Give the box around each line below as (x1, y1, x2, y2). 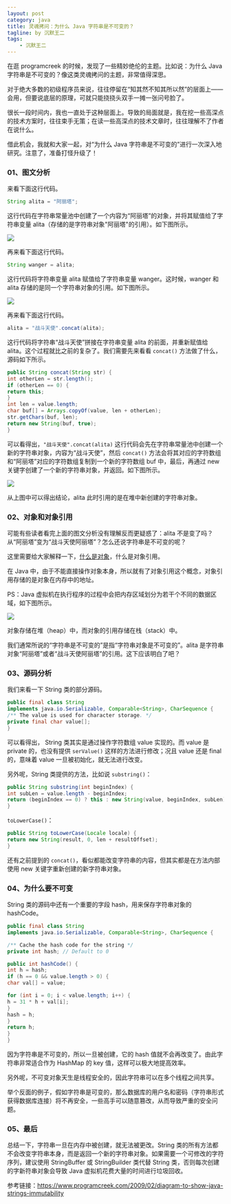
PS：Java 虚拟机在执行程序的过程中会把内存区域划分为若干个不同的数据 (7, 590, 211, 598)
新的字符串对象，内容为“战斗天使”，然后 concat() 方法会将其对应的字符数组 (7, 448, 221, 456)
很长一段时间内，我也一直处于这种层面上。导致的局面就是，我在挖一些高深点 (7, 108, 224, 116)
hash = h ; (7, 1011, 36, 1018)
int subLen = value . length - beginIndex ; (7, 790, 128, 797)
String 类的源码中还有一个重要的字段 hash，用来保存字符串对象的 (7, 900, 192, 909)
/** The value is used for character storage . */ (7, 712, 153, 719)
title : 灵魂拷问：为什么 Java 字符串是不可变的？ (7, 23, 135, 30)
